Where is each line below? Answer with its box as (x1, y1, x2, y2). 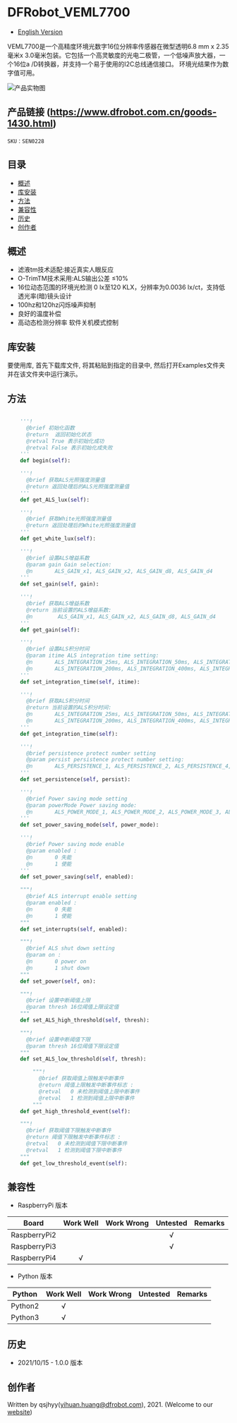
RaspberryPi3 (11, 1242, 56, 1252)
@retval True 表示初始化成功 (25, 437, 104, 444)
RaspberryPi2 (11, 1230, 56, 1240)
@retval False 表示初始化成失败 (25, 444, 113, 452)
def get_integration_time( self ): (20, 730, 119, 737)
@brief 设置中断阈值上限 (25, 997, 91, 1004)
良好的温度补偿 (17, 310, 61, 318)
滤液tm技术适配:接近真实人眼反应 (17, 265, 114, 274)
